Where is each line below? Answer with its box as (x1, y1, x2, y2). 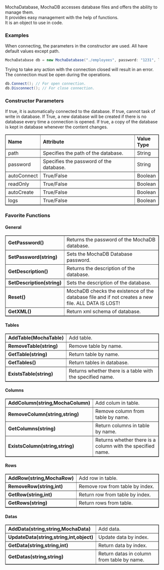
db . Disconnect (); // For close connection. (5, 86, 95, 91)
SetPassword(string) (8, 254, 58, 261)
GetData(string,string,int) (8, 542, 68, 549)
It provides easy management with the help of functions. (5, 15, 119, 20)
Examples (5, 32, 29, 39)
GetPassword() (8, 239, 44, 246)
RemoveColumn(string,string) (8, 410, 79, 417)
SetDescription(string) (8, 279, 62, 286)
